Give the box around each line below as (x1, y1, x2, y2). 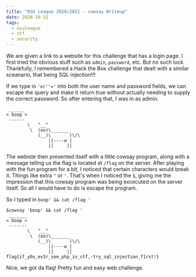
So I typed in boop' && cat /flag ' (6, 196, 91, 203)
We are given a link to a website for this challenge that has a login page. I (6, 53, 183, 59)
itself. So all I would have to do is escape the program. (6, 184, 137, 191)
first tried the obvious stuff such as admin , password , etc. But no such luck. (6, 58, 185, 66)
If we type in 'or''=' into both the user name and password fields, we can (6, 83, 187, 89)
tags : (6, 19, 19, 25)
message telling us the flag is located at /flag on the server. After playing (6, 159, 184, 166)
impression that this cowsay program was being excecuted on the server (6, 178, 183, 185)
